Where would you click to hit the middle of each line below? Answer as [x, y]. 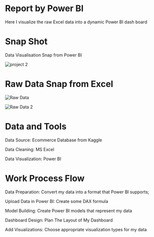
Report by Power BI [44, 8]
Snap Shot [26, 42]
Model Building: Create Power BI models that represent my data [68, 211]
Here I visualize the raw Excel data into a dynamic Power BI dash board [76, 22]
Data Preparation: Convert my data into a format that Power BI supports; [77, 192]
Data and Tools [36, 126]
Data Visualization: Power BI [33, 159]
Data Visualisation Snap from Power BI [43, 55]
